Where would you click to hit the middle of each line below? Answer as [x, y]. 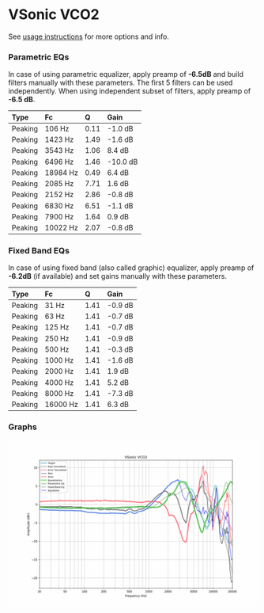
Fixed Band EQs [39, 250]
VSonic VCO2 [54, 15]
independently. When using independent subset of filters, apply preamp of [130, 91]
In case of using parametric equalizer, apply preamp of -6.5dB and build [126, 74]
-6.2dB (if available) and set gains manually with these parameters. [118, 276]
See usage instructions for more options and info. [89, 36]
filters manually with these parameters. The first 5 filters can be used [121, 83]
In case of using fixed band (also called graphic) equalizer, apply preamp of [131, 268]
